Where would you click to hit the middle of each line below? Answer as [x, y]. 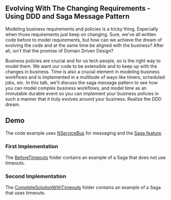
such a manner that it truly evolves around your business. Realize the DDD [83, 99]
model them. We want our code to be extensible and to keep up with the [81, 66]
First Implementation [32, 146]
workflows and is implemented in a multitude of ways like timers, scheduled [85, 77]
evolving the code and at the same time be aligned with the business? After [84, 45]
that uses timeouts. [26, 193]
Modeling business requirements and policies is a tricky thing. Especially [82, 29]
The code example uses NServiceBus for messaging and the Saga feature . [84, 133]
